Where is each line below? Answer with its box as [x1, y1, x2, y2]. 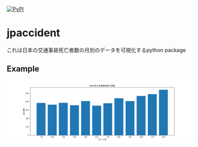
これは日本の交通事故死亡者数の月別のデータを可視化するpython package [7, 46, 186, 53]
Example [7, 64, 40, 74]
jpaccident [7, 27, 61, 40]
